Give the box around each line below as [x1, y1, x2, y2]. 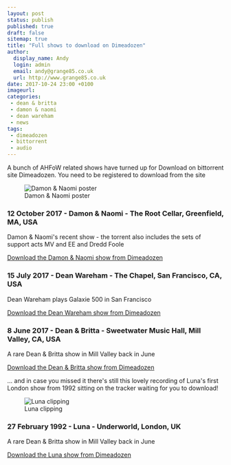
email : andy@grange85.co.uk [13, 68, 94, 74]
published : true [7, 23, 54, 30]
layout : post [7, 10, 45, 17]
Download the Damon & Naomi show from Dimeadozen [7, 254, 164, 262]
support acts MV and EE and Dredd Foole [7, 240, 124, 249]
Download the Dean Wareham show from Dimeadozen [7, 308, 161, 317]
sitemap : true [7, 36, 48, 43]
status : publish [7, 17, 54, 23]
